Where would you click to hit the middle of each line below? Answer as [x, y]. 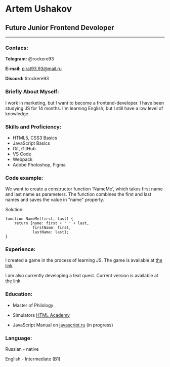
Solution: [14, 210]
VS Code [22, 154]
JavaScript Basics [31, 143]
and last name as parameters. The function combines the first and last [78, 194]
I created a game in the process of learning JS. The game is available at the [84, 260]
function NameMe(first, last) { [39, 219]
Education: [19, 294]
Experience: [20, 249]
